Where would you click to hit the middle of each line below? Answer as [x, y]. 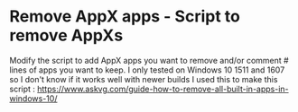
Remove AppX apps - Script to [125, 17]
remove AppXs [66, 35]
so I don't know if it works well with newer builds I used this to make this [144, 79]
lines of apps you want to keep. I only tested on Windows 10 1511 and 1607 [147, 70]
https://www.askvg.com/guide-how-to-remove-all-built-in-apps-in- [163, 89]
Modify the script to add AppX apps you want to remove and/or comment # [149, 60]
